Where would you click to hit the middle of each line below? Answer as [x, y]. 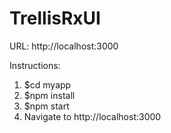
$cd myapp [47, 84]
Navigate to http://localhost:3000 [92, 116]
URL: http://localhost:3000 [64, 46]
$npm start [46, 106]
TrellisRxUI [55, 18]
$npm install [49, 95]
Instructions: [35, 65]
